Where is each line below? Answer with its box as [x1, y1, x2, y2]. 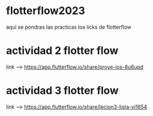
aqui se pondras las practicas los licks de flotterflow [6, 23, 131, 30]
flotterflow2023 [6, 4, 86, 18]
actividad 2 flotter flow [6, 44, 119, 57]
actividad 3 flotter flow [6, 84, 119, 97]
